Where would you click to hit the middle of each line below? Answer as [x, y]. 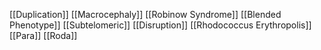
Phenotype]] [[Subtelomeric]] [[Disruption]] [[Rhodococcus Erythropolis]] [160, 25]
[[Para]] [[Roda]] [43, 35]
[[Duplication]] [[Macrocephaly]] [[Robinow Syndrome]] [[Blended [145, 14]
